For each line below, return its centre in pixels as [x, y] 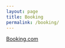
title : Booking [25, 17]
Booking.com [22, 39]
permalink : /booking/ [33, 22]
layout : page [22, 11]
